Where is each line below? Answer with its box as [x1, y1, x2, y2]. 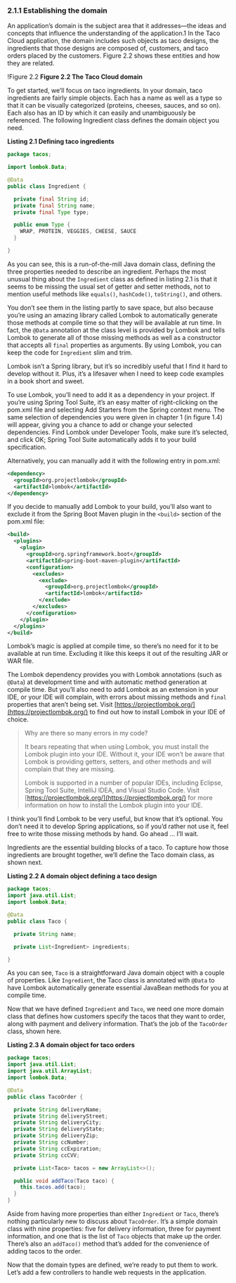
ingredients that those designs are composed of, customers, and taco [7, 44, 209, 53]
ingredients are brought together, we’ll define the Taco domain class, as [7, 851, 215, 859]
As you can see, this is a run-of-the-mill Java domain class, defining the [7, 260, 216, 268]
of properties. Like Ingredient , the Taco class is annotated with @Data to [7, 976, 216, 985]
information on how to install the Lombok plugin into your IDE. [24, 801, 204, 809]
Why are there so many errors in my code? [24, 729, 148, 738]
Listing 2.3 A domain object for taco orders [7, 1041, 135, 1049]
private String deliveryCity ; [13, 1119, 102, 1126]
